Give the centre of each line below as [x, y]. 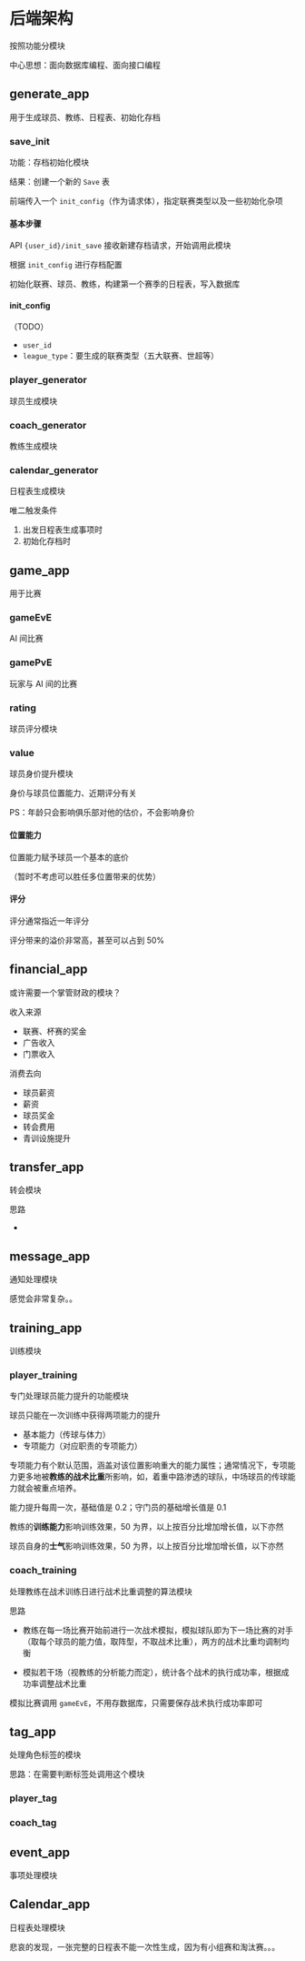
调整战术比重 [63, 1683]
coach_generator [48, 425]
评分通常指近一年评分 [49, 921]
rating [23, 708]
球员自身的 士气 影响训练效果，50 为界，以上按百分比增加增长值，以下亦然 [147, 1546]
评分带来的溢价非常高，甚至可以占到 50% [87, 940]
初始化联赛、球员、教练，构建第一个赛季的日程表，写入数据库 [125, 284]
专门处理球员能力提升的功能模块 [69, 1396]
